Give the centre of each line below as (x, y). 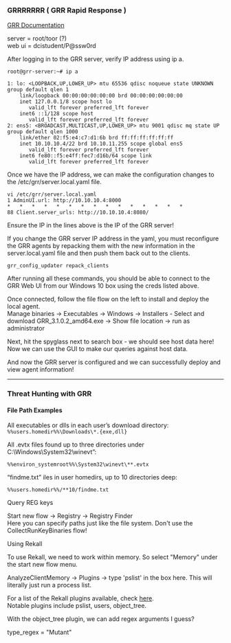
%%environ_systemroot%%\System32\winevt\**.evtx (78, 465)
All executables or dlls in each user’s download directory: (88, 425)
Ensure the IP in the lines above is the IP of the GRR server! (90, 225)
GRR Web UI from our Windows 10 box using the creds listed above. (103, 286)
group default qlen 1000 (43, 132)
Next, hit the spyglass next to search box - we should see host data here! (111, 341)
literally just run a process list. (49, 585)
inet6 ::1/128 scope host (57, 114)
